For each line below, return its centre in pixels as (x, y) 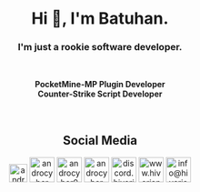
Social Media (100, 140)
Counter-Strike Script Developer (100, 94)
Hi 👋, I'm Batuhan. (100, 19)
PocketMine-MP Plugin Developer (100, 85)
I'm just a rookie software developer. (100, 47)
